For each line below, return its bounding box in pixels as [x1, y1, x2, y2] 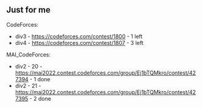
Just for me [6, 5, 50, 15]
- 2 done [29, 95, 52, 102]
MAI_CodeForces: [6, 51, 50, 58]
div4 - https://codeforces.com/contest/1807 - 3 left [15, 39, 144, 46]
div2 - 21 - [15, 82, 41, 89]
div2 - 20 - [15, 62, 43, 70]
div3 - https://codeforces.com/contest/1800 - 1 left [15, 33, 143, 40]
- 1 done [29, 75, 50, 83]
